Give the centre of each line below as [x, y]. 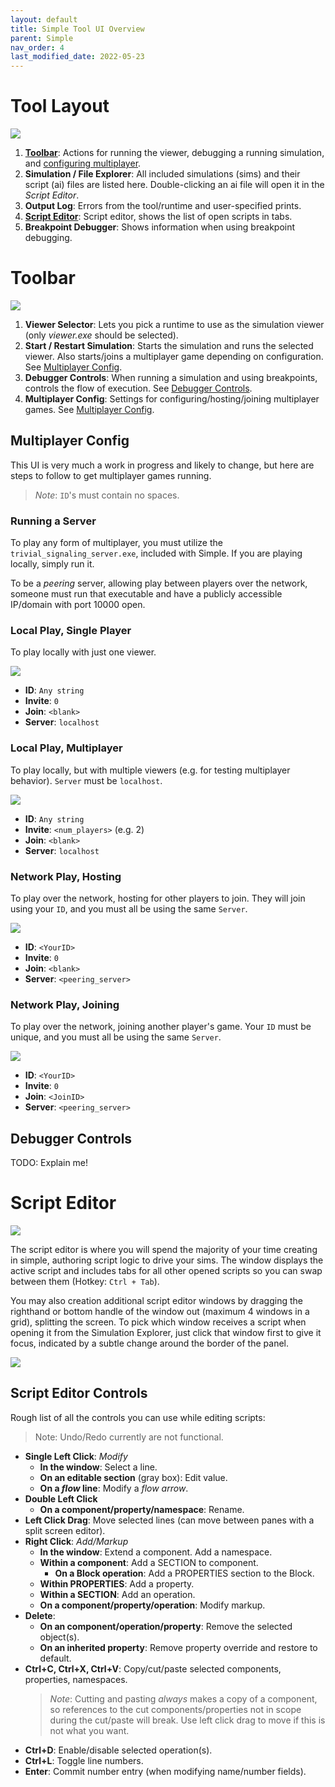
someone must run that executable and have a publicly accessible [146, 594]
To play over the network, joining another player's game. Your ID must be [161, 1027]
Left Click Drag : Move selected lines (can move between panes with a [169, 1520]
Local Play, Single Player [71, 631]
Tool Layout [60, 106]
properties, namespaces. [76, 1679]
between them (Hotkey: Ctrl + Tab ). [85, 1282]
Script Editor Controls [79, 1393]
